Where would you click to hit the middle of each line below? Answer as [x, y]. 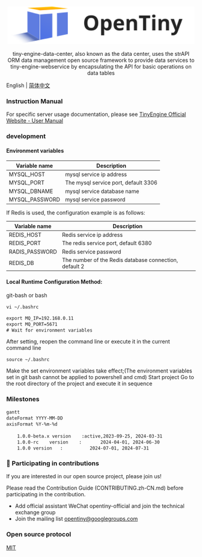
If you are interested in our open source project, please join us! [84, 476]
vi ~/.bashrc [23, 307]
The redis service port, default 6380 [107, 243]
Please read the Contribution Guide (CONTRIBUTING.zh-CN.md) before [95, 488]
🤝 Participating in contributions [53, 463]
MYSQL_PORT [27, 183]
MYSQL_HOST [27, 174]
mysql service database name [102, 191]
